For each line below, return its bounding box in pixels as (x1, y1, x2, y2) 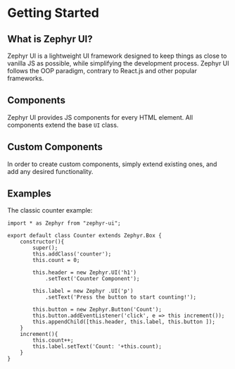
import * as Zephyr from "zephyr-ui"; (7, 220, 121, 227)
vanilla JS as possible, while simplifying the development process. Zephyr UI (7, 59, 230, 68)
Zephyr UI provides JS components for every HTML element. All (7, 113, 193, 121)
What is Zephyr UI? (7, 33, 93, 45)
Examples (7, 188, 51, 200)
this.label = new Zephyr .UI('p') (32, 287, 134, 295)
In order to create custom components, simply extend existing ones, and (7, 160, 217, 168)
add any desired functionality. (7, 167, 94, 175)
